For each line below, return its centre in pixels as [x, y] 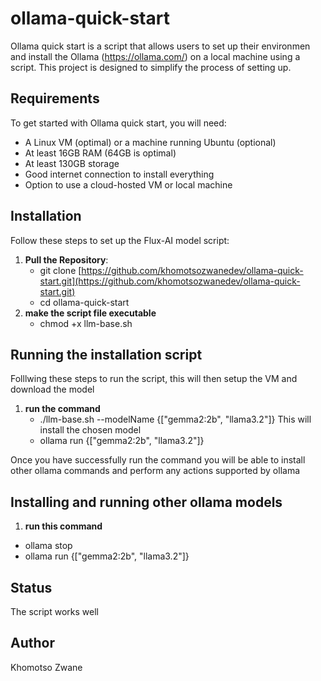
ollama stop [48, 546]
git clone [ [60, 270]
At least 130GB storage [72, 163]
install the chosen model [90, 430]
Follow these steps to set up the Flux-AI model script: [120, 240]
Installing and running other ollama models [146, 502]
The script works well [54, 611]
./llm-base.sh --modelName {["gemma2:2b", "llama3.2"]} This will [175, 419]
